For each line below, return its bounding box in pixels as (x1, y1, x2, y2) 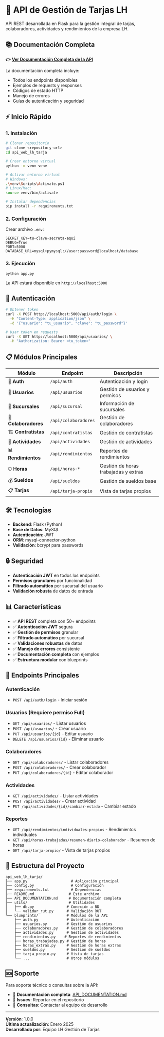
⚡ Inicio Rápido (5, 113, 52, 121)
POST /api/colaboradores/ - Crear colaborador (12, 764, 107, 770)
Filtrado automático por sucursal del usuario (12, 583, 103, 588)
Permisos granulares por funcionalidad (12, 577, 92, 584)
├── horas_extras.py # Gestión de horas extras (14, 943, 121, 948)
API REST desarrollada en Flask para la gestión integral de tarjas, (5, 21, 136, 26)
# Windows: (5, 177, 28, 181)
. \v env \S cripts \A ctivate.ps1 (5, 181, 65, 186)
